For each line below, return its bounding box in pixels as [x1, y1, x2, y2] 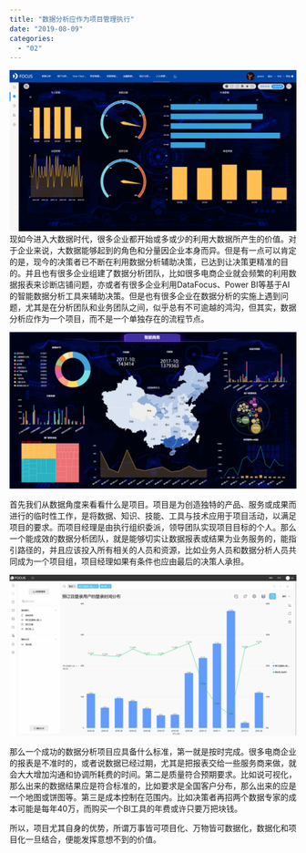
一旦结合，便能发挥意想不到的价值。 [25, 834, 161, 845]
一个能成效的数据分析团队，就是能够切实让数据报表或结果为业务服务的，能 [9, 533, 289, 544]
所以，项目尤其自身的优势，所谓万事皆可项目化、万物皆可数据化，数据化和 [9, 823, 289, 834]
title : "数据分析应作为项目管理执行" [9, 15, 135, 24]
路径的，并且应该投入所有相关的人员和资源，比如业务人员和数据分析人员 [16, 544, 289, 555]
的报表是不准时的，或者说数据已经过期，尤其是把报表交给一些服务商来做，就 [9, 757, 297, 769]
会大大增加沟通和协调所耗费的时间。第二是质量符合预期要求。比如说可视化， [9, 769, 297, 780]
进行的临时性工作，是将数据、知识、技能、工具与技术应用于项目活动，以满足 [9, 510, 297, 521]
